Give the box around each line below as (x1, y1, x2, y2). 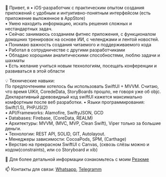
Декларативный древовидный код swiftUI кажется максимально (5, 94, 143, 99)
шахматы (5, 58, 25, 63)
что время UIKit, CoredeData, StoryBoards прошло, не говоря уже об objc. (5, 88, 161, 94)
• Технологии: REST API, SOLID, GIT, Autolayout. (5, 131, 106, 137)
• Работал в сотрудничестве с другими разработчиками (5, 47, 125, 53)
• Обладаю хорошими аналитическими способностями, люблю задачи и (5, 52, 160, 58)
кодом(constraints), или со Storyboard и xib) (5, 147, 98, 153)
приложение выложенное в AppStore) (5, 15, 86, 21)
